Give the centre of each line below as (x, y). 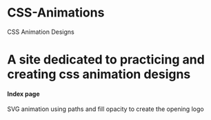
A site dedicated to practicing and (106, 60)
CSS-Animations (56, 13)
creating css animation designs (99, 74)
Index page (23, 94)
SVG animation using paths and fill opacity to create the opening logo (106, 109)
